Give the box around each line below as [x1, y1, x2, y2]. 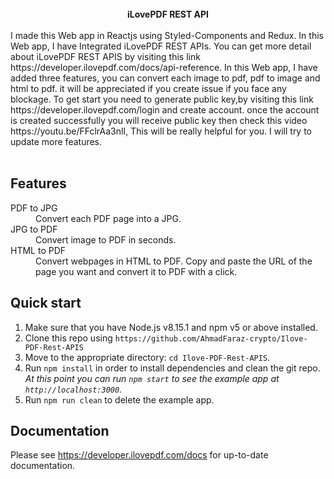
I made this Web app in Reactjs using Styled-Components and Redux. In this [10, 30, 324, 41]
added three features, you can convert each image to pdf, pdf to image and [10, 72, 321, 84]
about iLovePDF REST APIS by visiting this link [10, 51, 201, 62]
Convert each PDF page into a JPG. [35, 212, 182, 224]
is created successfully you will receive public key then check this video [10, 115, 308, 126]
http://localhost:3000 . [24, 383, 123, 395]
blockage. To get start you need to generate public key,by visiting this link [10, 93, 314, 105]
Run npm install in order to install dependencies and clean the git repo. [24, 362, 321, 374]
